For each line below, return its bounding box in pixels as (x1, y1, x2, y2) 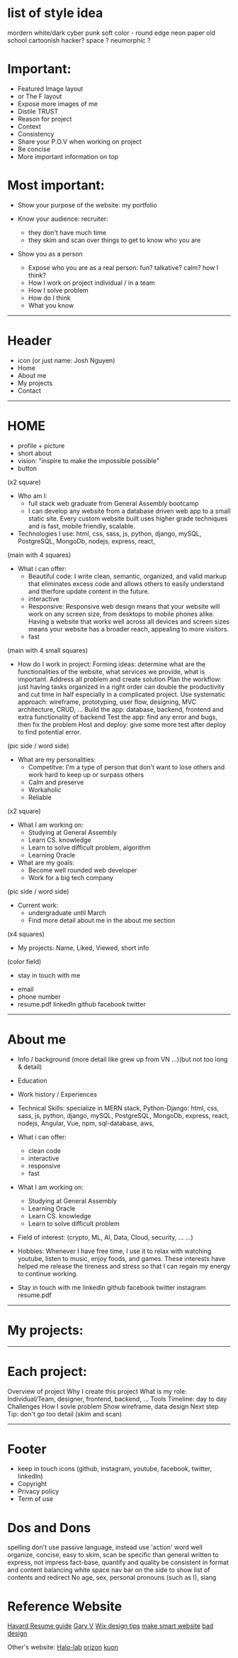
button (17, 464, 38, 472)
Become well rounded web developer (28, 865, 137, 874)
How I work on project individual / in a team (28, 278, 155, 287)
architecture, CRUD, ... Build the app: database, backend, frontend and (17, 705, 224, 713)
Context (17, 122, 41, 131)
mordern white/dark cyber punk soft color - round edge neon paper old (7, 28, 216, 37)
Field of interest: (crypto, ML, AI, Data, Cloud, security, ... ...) (17, 1232, 193, 1241)
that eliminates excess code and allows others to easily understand (28, 579, 225, 587)
